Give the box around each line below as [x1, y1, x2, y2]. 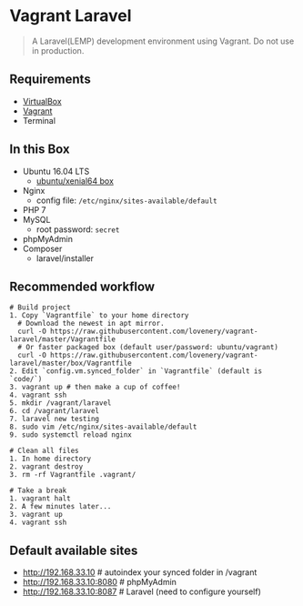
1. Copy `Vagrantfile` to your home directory [9, 311, 189, 320]
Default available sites [9, 542, 138, 558]
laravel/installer [35, 252, 94, 264]
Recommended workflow [9, 278, 156, 294]
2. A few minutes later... [9, 502, 112, 511]
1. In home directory [9, 454, 92, 464]
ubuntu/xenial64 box [35, 175, 114, 187]
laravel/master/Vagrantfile [9, 335, 116, 344]
